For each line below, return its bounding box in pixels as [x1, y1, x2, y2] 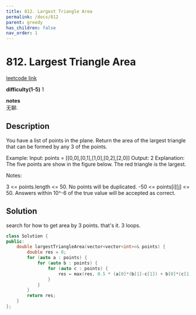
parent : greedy [6, 19, 43, 25]
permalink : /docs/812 [6, 14, 59, 20]
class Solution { [6, 233, 48, 239]
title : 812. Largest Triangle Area [6, 8, 93, 15]
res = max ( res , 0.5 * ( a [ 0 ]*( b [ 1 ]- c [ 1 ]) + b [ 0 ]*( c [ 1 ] [58, 271, 192, 277]
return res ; [27, 293, 57, 299]
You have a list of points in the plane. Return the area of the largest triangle [6, 136, 186, 143]
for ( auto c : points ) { [47, 265, 108, 271]
